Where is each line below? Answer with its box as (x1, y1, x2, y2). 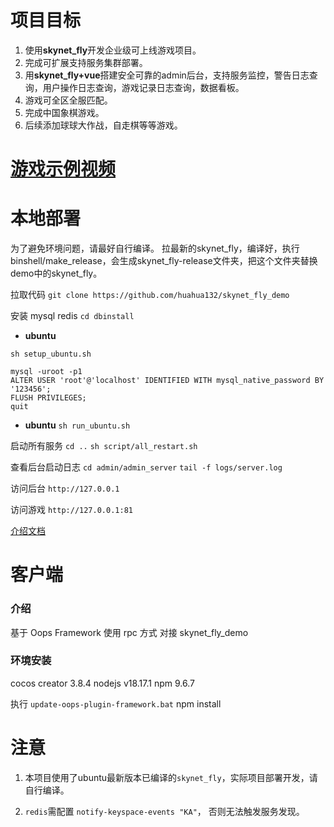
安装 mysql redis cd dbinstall (10, 310, 135, 322)
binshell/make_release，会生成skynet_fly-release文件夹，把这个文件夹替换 (10, 255, 318, 267)
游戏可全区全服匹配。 (24, 94, 113, 106)
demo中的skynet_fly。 (10, 267, 103, 280)
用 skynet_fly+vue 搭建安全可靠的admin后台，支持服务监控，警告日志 (24, 69, 310, 81)
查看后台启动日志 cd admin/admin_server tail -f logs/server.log (10, 461, 283, 473)
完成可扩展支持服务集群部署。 (24, 56, 148, 68)
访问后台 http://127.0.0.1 (10, 482, 120, 495)
